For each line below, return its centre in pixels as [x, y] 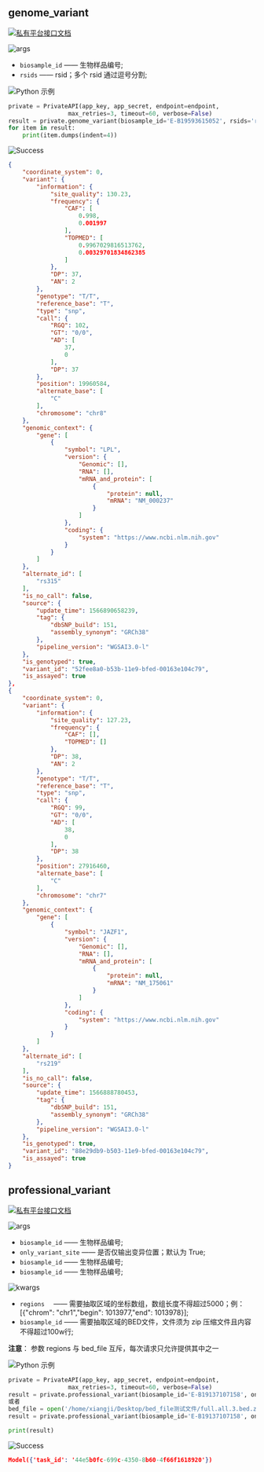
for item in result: [42, 128]
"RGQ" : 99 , [68, 808]
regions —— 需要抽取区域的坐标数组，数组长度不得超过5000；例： [132, 1303]
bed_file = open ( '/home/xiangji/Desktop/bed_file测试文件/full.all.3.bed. [131, 1409]
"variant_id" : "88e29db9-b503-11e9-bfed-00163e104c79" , [116, 1151]
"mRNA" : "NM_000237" [140, 501]
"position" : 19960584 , [73, 384]
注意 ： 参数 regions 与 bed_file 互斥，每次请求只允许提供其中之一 [114, 1348]
